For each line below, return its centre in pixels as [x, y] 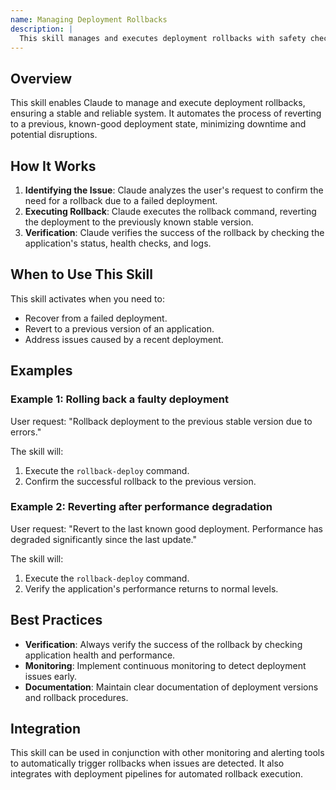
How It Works [53, 166]
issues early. [51, 676]
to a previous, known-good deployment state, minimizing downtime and [158, 124]
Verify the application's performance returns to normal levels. [151, 588]
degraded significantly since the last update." [103, 539]
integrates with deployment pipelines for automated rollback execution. [156, 774]
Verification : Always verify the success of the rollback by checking [163, 644]
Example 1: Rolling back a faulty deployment [120, 399]
